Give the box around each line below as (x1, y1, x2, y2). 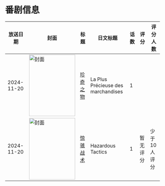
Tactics (90, 148, 107, 155)
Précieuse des (90, 82, 124, 89)
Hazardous (90, 142, 116, 149)
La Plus (90, 76, 107, 83)
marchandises (90, 88, 123, 95)
